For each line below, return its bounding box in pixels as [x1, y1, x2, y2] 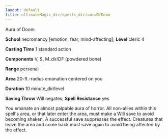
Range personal [5, 66, 39, 72]
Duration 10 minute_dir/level [5, 85, 65, 92]
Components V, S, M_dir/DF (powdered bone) [5, 56, 102, 62]
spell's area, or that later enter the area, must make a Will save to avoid [5, 111, 154, 117]
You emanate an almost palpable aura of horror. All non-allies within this [5, 105, 156, 111]
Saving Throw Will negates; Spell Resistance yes [5, 95, 109, 101]
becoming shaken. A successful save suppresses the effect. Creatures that [5, 116, 163, 122]
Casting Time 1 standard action [5, 46, 71, 52]
